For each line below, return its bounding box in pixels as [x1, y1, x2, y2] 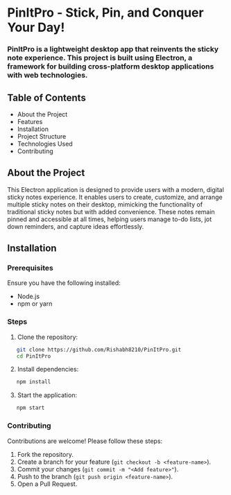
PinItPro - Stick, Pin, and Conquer [7, 5, 204, 21]
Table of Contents [7, 92, 87, 103]
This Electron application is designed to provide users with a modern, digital [7, 185, 224, 193]
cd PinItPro [16, 352, 51, 360]
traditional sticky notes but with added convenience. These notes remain [7, 207, 215, 216]
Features [17, 117, 43, 125]
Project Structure [17, 132, 67, 140]
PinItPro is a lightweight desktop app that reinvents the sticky [7, 44, 219, 54]
